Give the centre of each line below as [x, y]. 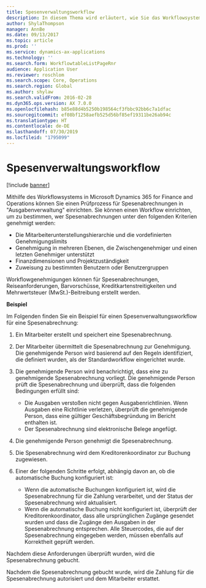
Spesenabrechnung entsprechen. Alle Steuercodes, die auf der [104, 528]
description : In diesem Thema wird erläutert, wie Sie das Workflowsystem [104, 18]
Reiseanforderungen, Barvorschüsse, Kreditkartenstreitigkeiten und [91, 285]
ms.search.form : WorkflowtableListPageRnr [61, 63]
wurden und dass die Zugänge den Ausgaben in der [90, 522]
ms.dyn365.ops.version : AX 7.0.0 [49, 103]
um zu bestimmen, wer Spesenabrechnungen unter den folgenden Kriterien [102, 216]
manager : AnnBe [26, 29]
